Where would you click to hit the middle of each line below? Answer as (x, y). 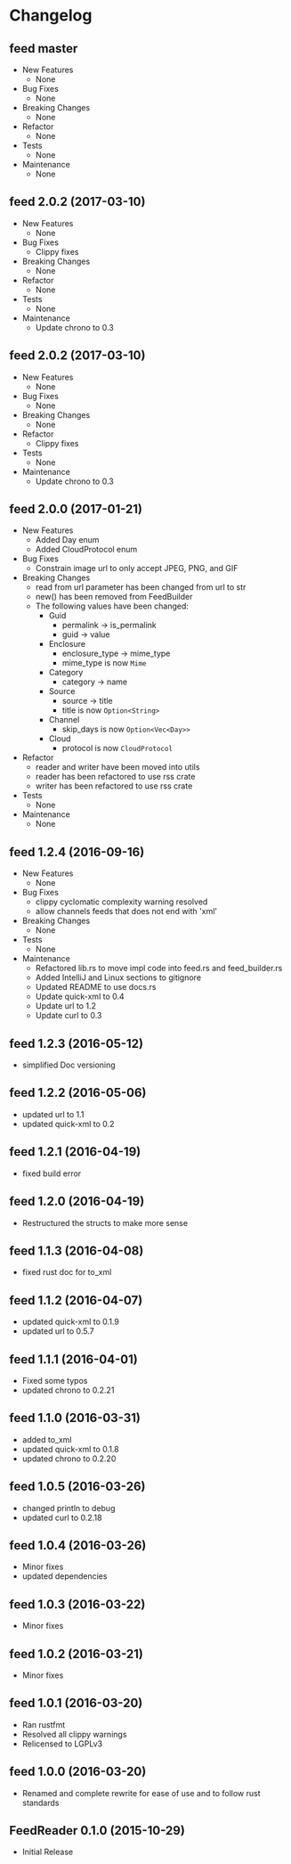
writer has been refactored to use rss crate (114, 786)
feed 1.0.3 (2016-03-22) (77, 1604)
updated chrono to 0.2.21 (68, 1390)
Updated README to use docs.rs (96, 987)
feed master (44, 49)
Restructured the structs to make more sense (105, 1222)
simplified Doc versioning (69, 1065)
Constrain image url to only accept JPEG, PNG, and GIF (137, 568)
